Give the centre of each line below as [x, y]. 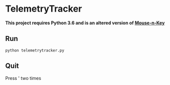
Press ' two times [23, 78]
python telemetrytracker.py [35, 50]
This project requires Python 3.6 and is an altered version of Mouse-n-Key [85, 23]
